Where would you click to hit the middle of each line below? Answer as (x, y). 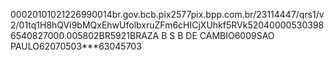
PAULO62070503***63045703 (76, 46)
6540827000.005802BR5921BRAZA (85, 35)
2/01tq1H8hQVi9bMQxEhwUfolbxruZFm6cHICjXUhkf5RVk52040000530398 (167, 25)
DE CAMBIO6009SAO (230, 35)
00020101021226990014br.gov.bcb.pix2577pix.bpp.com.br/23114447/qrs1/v (167, 14)
